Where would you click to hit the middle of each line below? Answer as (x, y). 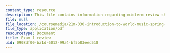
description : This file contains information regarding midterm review (82, 15)
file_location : (21, 24)
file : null (17, 19)
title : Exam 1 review (28, 38)
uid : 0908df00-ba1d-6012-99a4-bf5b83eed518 (52, 43)
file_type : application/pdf (35, 29)
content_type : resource (30, 10)
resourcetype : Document (30, 33)
